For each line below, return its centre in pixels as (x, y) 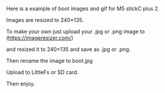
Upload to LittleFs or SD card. (42, 72)
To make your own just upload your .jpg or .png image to (75, 31)
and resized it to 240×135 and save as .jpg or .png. (69, 49)
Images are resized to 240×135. (45, 20)
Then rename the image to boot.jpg (49, 61)
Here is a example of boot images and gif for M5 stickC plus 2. (83, 9)
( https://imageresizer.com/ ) (40, 38)
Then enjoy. (21, 84)
